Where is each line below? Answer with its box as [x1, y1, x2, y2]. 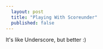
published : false [11, 20, 55, 26]
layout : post [11, 8, 44, 15]
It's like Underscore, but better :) [5, 36, 87, 44]
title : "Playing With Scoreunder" [11, 14, 98, 20]
